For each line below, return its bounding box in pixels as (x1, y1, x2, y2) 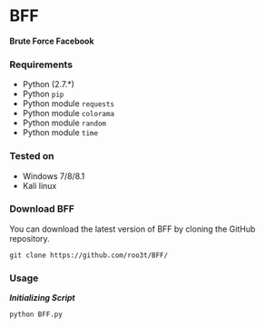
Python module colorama (22, 108, 115, 119)
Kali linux (22, 180, 57, 191)
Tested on (9, 150, 54, 163)
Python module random (22, 117, 107, 128)
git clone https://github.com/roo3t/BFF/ (9, 251, 169, 260)
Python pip (22, 88, 64, 100)
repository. (9, 233, 50, 244)
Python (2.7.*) (22, 79, 75, 90)
